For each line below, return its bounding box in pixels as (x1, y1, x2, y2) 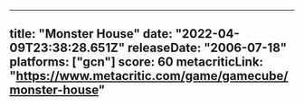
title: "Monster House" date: (9, 26, 174, 41)
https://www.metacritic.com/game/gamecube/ (15, 68, 289, 84)
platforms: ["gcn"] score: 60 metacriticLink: (9, 55, 264, 70)
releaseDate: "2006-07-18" (127, 40, 288, 56)
